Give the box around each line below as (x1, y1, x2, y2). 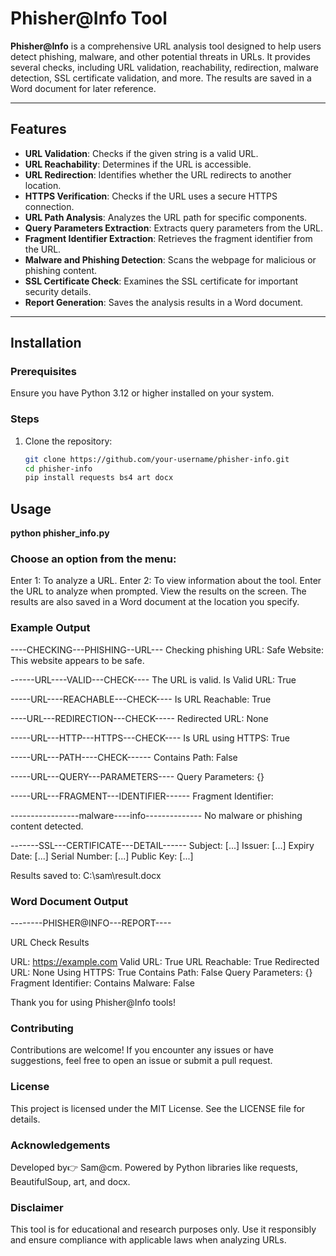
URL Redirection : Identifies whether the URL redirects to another (24, 168, 292, 181)
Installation (10, 335, 82, 352)
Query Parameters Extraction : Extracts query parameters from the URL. (24, 222, 323, 234)
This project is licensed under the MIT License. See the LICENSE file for (10, 1102, 306, 1114)
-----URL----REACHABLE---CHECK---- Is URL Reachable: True (10, 693, 272, 705)
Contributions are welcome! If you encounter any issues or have (10, 1044, 274, 1056)
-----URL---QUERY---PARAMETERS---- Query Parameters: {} (10, 770, 265, 782)
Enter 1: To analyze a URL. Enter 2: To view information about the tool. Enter (10, 575, 322, 587)
